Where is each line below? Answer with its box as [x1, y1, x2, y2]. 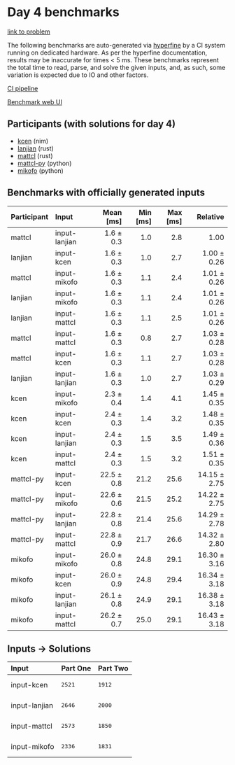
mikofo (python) [17, 166, 64, 175]
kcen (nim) [17, 136, 49, 145]
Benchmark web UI [7, 97, 63, 106]
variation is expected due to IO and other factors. [7, 71, 149, 79]
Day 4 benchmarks [7, 4, 120, 20]
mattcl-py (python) [17, 159, 72, 167]
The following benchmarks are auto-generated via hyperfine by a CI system [7, 41, 226, 49]
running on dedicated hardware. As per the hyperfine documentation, [7, 48, 208, 57]
